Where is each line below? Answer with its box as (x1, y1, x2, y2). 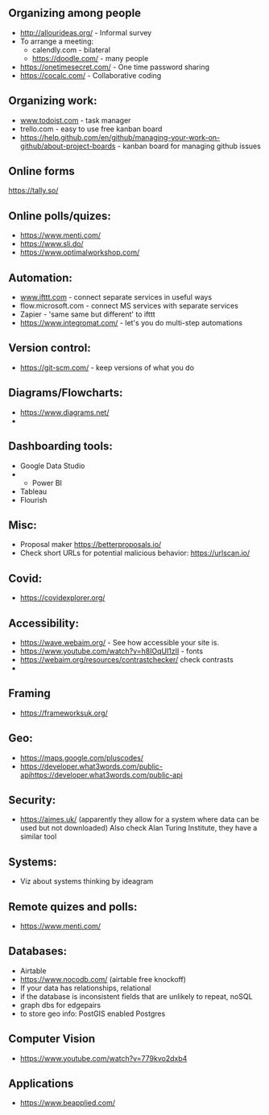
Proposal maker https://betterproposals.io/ (19, 540, 162, 549)
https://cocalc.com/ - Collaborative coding (19, 70, 162, 80)
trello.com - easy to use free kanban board (19, 124, 163, 134)
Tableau (19, 487, 48, 496)
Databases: (8, 944, 68, 958)
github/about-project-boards (19, 141, 116, 151)
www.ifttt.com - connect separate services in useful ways (19, 292, 212, 302)
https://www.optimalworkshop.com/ (19, 247, 140, 257)
